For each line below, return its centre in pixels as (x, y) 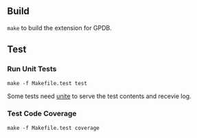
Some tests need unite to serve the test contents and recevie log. (99, 96)
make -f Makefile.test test (47, 83)
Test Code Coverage (42, 114)
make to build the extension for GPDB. (59, 27)
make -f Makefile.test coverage (53, 128)
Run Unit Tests (32, 69)
